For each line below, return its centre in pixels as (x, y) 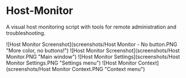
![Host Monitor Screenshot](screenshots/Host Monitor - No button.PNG (92, 44)
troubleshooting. (26, 33)
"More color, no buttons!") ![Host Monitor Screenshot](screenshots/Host (93, 50)
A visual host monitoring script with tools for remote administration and (91, 27)
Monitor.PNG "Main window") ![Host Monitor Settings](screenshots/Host (93, 56)
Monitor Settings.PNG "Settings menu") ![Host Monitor (71, 63)
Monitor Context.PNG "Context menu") (98, 69)
